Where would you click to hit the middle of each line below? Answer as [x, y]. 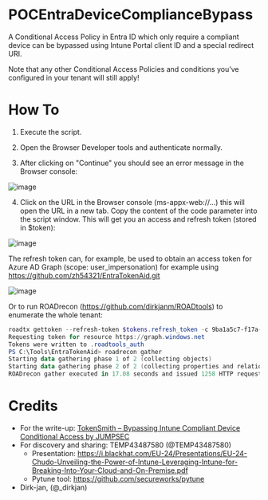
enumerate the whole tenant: [56, 315]
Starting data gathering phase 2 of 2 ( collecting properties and [121, 367]
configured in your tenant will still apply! [74, 77]
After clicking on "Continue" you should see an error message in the [132, 163]
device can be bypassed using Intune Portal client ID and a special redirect [131, 45]
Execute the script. [51, 132]
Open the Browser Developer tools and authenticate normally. [121, 147]
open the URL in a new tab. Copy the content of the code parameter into [138, 211]
